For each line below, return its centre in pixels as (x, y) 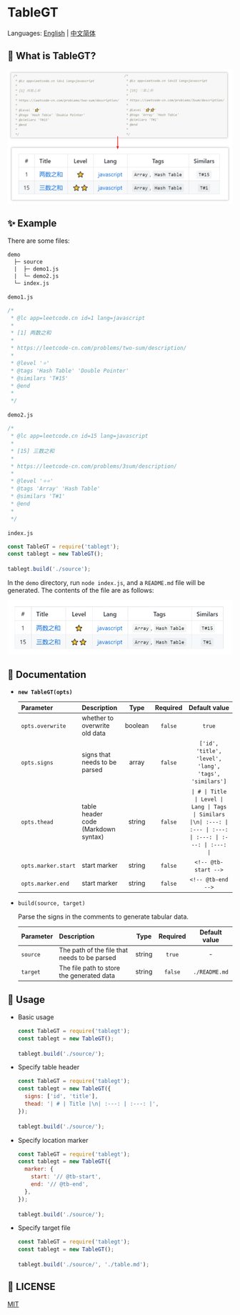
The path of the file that (94, 950)
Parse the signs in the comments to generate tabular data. (103, 916)
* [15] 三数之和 (32, 451)
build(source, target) (51, 903)
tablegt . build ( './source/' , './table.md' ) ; (84, 1265)
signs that (96, 754)
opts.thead (37, 822)
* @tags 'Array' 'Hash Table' (55, 489)
